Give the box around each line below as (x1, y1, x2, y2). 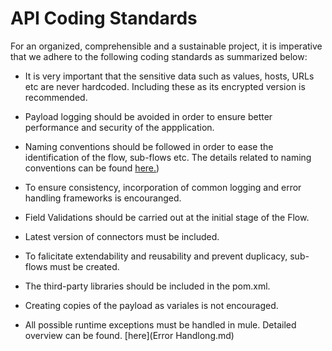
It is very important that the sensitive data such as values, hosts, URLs (24, 70, 315, 82)
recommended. (24, 91, 88, 103)
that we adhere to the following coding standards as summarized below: (10, 50, 308, 62)
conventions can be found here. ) (24, 162, 160, 174)
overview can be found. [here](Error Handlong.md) (24, 329, 235, 341)
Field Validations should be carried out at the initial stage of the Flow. (24, 211, 310, 223)
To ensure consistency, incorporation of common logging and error (24, 181, 302, 193)
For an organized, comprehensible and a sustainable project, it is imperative (10, 40, 323, 52)
